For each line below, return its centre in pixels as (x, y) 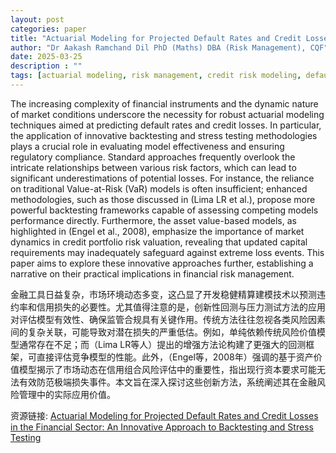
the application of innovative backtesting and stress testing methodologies (164, 135)
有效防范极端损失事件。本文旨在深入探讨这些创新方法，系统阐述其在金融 (167, 382)
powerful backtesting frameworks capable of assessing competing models (164, 210)
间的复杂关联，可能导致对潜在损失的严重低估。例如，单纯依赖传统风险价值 (163, 332)
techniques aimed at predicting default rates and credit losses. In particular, (166, 125)
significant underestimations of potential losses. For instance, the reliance (162, 178)
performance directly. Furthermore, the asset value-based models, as (153, 220)
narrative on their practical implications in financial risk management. (152, 273)
